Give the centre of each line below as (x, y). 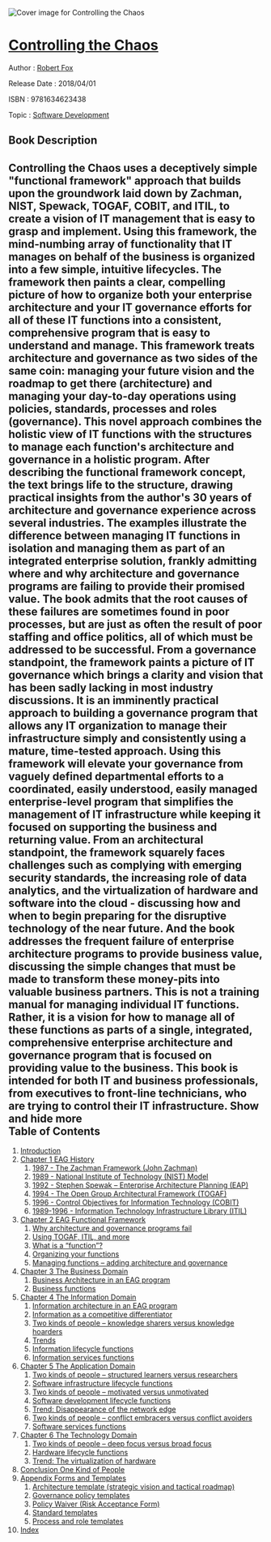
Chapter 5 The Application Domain (78, 1366)
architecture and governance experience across (132, 510)
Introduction (40, 1151)
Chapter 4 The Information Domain (78, 1297)
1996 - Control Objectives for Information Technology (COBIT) (135, 1203)
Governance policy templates (81, 1496)
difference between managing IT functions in (125, 535)
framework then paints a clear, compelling (117, 282)
